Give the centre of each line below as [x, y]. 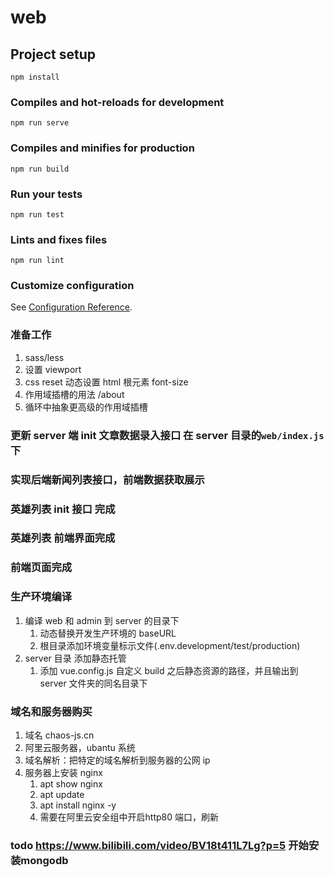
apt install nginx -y [78, 805]
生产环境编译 [41, 597]
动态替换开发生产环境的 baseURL [108, 633]
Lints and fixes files [59, 239]
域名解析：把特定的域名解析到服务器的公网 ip [117, 760]
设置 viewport [53, 369]
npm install [35, 77]
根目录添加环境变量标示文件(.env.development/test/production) [170, 645]
